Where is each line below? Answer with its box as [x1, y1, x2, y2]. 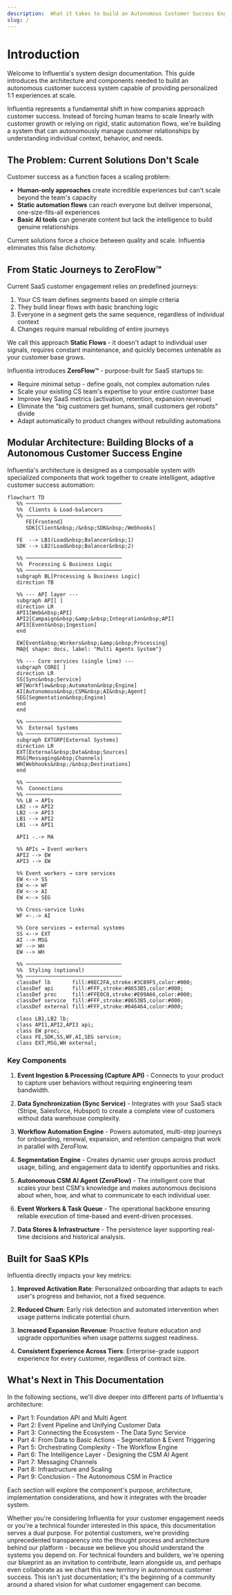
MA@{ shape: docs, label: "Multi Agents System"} [16, 645, 162, 652]
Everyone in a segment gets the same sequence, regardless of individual [17, 310, 224, 319]
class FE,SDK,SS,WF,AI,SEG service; [16, 1033, 122, 1040]
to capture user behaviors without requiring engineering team [17, 1078, 193, 1087]
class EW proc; [16, 1027, 60, 1034]
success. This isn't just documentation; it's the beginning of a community [7, 1573, 215, 1581]
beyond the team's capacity [17, 193, 97, 202]
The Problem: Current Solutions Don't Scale [7, 154, 199, 166]
